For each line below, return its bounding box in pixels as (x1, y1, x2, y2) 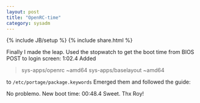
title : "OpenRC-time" (6, 15, 62, 21)
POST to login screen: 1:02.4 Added (6, 55, 96, 62)
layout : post (6, 8, 40, 15)
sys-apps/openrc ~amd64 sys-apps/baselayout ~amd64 (21, 67, 165, 74)
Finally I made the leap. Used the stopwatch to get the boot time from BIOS (6, 48, 195, 56)
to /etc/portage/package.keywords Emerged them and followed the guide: (6, 78, 191, 85)
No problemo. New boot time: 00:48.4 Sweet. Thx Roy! (6, 90, 145, 98)
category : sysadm (6, 20, 51, 26)
